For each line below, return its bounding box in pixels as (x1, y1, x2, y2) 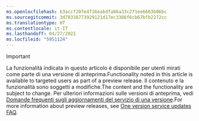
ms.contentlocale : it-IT (6, 25, 68, 32)
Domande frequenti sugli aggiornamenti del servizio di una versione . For (6, 96, 183, 103)
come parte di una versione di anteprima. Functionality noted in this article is (6, 71, 193, 77)
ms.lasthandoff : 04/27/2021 (6, 31, 76, 37)
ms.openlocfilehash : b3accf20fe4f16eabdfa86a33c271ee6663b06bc (6, 8, 167, 15)
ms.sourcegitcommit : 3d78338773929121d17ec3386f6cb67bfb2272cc (6, 14, 167, 20)
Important (6, 53, 30, 60)
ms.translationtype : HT (6, 20, 66, 26)
